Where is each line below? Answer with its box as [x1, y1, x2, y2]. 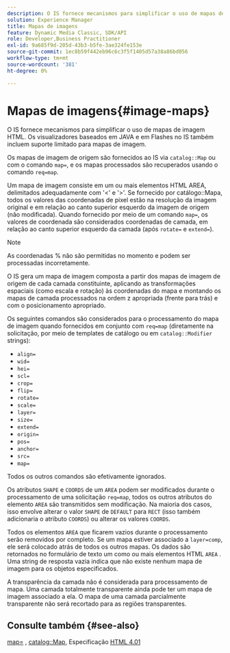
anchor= [16, 446, 39, 453]
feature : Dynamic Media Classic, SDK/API [7, 29, 127, 36]
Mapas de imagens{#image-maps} [7, 103, 210, 119]
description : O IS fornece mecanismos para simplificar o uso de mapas [7, 10, 216, 17]
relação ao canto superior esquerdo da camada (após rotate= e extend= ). [7, 225, 214, 233]
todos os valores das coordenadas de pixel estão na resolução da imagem [7, 196, 217, 204]
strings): [7, 337, 31, 345]
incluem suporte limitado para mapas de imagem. [7, 140, 147, 148]
